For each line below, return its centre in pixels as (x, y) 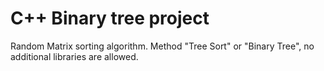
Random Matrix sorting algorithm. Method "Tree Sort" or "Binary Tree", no (162, 46)
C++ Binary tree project (110, 18)
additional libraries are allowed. (74, 56)
